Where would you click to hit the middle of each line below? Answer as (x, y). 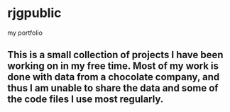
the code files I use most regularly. (86, 100)
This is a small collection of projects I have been (115, 55)
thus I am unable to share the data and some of (113, 88)
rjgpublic (34, 13)
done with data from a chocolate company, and (114, 77)
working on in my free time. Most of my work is (113, 66)
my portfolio (25, 33)
